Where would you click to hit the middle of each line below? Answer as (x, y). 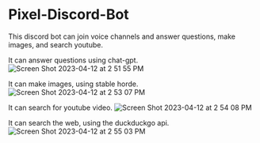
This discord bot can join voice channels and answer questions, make (122, 36)
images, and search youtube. (55, 44)
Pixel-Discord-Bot (69, 15)
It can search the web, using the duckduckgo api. (89, 122)
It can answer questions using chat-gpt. (73, 60)
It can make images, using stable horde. (73, 84)
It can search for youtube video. (61, 107)
